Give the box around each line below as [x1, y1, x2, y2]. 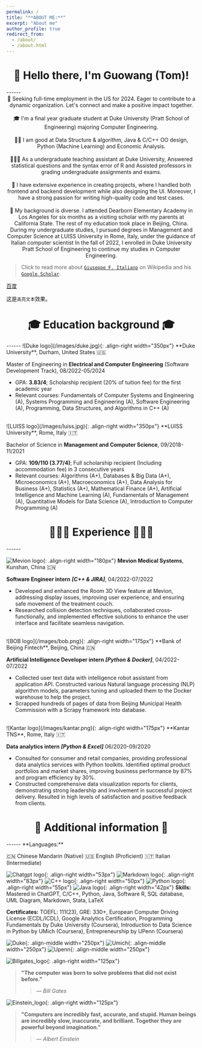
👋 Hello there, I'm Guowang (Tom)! [13, 69, 189, 82]
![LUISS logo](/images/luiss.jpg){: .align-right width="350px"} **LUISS [6, 422, 183, 430]
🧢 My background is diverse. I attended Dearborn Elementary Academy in [10, 207, 193, 214]
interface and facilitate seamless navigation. [14, 619, 125, 626]
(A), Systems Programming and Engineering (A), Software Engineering [14, 398, 190, 405]
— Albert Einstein [36, 1035, 80, 1043]
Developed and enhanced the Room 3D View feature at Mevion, [14, 587, 174, 594]
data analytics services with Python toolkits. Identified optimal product [14, 761, 190, 768]
